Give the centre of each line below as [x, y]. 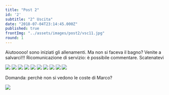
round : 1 [14, 38]
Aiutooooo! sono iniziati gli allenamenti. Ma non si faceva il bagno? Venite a [83, 52]
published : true [22, 29]
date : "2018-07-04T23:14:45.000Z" [42, 24]
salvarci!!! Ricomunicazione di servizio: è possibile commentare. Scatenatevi [84, 57]
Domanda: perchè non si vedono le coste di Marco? [59, 77]
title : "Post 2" [22, 10]
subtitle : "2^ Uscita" [29, 19]
